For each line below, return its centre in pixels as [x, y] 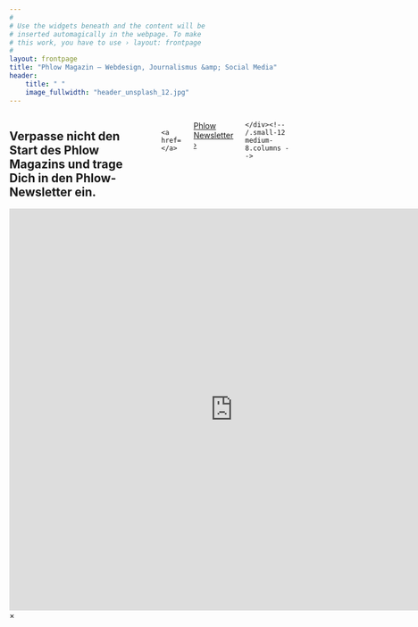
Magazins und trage [66, 164]
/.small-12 [265, 132]
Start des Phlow [54, 150]
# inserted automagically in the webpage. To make [105, 34]
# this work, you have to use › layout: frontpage [105, 42]
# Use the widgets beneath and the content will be [107, 26]
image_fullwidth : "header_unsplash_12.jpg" [108, 92]
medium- [259, 140]
